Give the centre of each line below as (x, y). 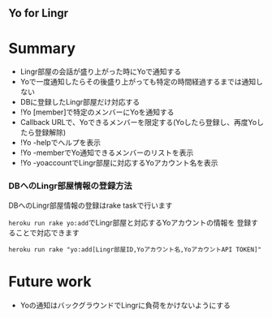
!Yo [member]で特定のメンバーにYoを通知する (97, 112)
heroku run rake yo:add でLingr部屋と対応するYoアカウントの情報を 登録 (130, 222)
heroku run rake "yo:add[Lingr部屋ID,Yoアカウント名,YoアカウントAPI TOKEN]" (135, 249)
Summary (42, 48)
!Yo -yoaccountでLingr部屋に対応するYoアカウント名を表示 (119, 163)
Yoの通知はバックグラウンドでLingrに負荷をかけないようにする (125, 305)
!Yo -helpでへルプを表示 (60, 143)
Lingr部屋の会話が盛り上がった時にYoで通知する (101, 71)
